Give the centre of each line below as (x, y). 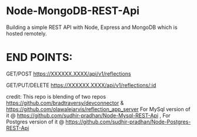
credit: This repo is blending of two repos (56, 96)
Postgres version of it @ (35, 122)
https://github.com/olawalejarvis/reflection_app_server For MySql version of (98, 109)
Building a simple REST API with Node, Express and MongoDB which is (92, 27)
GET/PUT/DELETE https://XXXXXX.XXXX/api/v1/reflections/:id (81, 85)
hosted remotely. (26, 33)
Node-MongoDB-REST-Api (73, 11)
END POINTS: (39, 58)
